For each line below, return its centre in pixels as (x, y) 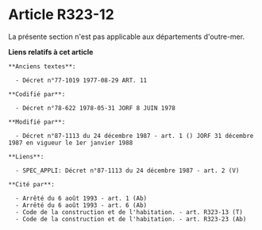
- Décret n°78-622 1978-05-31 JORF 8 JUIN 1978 (96, 108)
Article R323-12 (62, 15)
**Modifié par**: (37, 122)
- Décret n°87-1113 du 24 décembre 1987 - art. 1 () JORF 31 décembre (135, 136)
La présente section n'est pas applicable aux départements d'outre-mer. (126, 36)
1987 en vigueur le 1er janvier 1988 (71, 143)
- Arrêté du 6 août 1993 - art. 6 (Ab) (81, 205)
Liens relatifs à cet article (51, 52)
